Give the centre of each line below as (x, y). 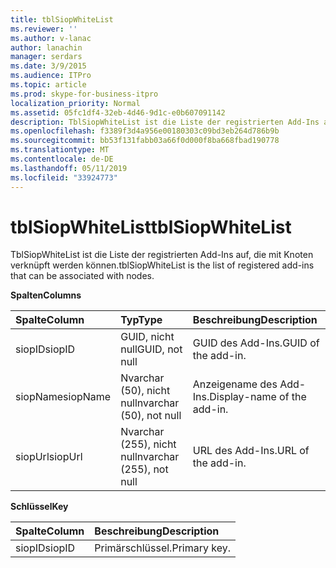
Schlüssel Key (39, 507)
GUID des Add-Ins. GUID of (256, 343)
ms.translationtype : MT (60, 150)
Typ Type (141, 320)
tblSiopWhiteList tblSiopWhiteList (151, 227)
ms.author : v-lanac (51, 38)
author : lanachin (46, 47)
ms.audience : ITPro (51, 76)
